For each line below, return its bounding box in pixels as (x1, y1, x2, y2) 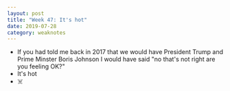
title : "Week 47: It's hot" (7, 16, 88, 23)
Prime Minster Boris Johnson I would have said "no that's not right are (16, 55, 216, 64)
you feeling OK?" (16, 62, 65, 70)
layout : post (7, 10, 45, 17)
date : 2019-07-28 (7, 23, 57, 29)
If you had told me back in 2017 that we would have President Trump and (16, 48, 224, 56)
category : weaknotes (7, 29, 67, 36)
